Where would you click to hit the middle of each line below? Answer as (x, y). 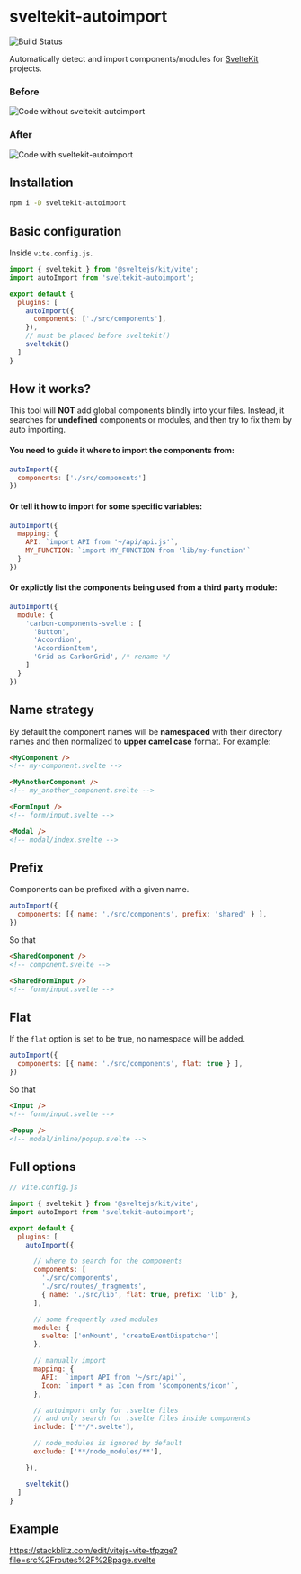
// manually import (69, 1361)
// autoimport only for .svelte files (106, 1410)
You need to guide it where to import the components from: (122, 451)
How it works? (50, 389)
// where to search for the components (107, 1261)
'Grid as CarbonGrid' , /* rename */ (102, 657)
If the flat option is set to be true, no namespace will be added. (127, 1039)
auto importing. (37, 430)
